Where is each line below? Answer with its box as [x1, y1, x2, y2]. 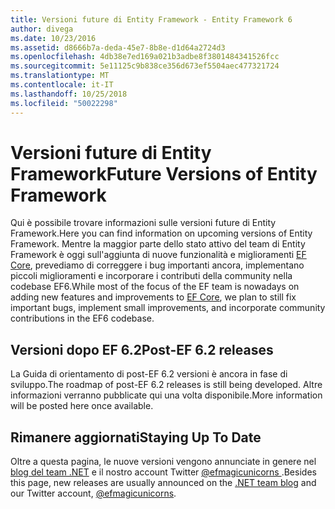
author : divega [10, 24, 74, 34]
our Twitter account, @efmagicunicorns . [10, 487, 177, 500]
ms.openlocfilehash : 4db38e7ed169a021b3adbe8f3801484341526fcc [10, 52, 280, 62]
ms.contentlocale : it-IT [10, 80, 114, 90]
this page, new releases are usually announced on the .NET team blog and [10, 477, 317, 489]
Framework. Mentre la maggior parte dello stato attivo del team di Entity [10, 238, 306, 250]
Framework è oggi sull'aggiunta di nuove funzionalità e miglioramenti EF [10, 249, 307, 261]
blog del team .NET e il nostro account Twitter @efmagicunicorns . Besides [10, 466, 317, 478]
